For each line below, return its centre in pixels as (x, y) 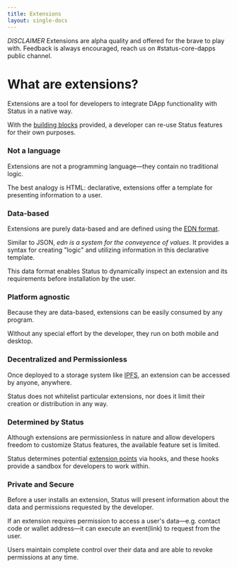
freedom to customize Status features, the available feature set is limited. (114, 445)
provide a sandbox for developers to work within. (79, 466)
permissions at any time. (43, 557)
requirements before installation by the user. (72, 279)
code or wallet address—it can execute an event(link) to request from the (114, 528)
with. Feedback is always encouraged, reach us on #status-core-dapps (111, 48)
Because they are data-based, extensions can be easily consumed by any (115, 313)
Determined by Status (46, 422)
